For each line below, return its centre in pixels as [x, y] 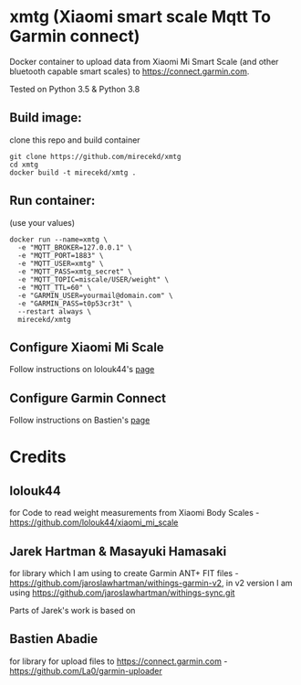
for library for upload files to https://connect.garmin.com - [119, 661]
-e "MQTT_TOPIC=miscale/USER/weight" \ [93, 279]
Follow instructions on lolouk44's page [82, 369]
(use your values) [42, 222]
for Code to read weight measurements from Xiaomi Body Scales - [135, 513]
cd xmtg [24, 165]
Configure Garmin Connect [88, 398]
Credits [38, 457]
